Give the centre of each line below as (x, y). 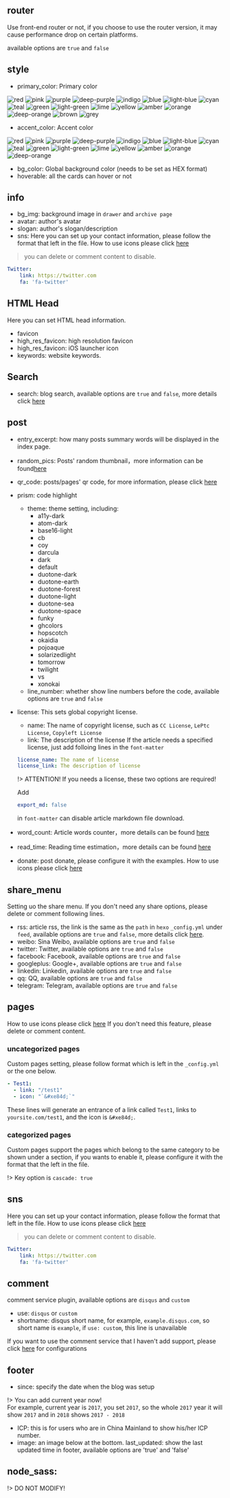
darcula (48, 552)
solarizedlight (57, 654)
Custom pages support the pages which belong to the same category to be (113, 1149)
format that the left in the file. (48, 1164)
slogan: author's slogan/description (67, 228)
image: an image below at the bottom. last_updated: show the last (110, 1443)
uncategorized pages (44, 1049)
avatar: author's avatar (49, 222)
